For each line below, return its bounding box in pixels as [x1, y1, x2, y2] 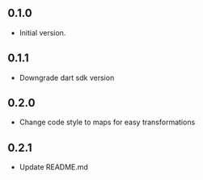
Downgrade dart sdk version [19, 73, 115, 82]
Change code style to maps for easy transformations [19, 117, 196, 128]
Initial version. [19, 27, 66, 37]
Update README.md [19, 162, 88, 172]
